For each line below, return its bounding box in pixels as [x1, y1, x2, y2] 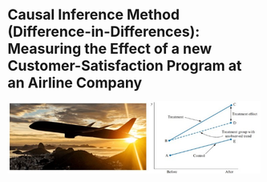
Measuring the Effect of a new [7, 40, 212, 58]
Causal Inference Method [7, 6, 180, 24]
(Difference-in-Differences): [7, 22, 200, 41]
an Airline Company [7, 74, 143, 92]
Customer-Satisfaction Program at [7, 57, 242, 75]
